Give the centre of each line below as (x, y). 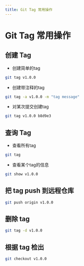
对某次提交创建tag (30, 107)
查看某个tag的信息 (30, 165)
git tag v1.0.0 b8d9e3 (28, 116)
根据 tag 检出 (25, 247)
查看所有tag (24, 145)
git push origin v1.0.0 (29, 202)
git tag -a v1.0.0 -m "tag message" (42, 97)
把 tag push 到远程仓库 (40, 191)
